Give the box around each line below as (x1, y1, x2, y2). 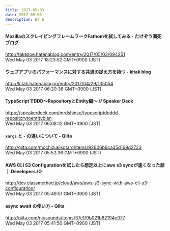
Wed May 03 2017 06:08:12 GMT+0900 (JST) (5, 120, 101, 126)
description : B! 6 (5, 17, 44, 22)
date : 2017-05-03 (5, 12, 42, 17)
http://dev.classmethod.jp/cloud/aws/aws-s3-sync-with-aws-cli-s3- (5, 180, 149, 186)
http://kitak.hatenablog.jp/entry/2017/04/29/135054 (5, 80, 114, 86)
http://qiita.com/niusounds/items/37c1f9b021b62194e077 (5, 214, 126, 221)
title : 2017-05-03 (5, 7, 44, 13)
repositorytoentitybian (5, 115, 52, 121)
